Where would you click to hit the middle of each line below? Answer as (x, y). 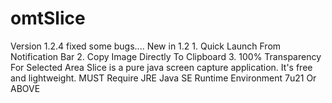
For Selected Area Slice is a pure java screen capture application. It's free (161, 67)
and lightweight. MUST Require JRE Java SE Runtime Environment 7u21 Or (163, 78)
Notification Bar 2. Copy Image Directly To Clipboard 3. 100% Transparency (166, 56)
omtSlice (48, 18)
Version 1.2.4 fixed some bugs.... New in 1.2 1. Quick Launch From (146, 46)
